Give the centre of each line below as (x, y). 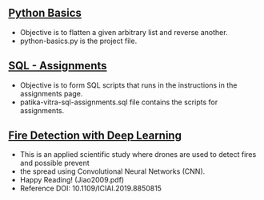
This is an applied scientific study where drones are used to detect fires (138, 155)
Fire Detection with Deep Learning (95, 136)
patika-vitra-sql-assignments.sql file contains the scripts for (119, 102)
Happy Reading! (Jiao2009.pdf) (72, 180)
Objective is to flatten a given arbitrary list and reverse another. (124, 32)
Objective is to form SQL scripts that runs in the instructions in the (128, 85)
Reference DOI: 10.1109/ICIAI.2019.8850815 (91, 188)
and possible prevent (54, 163)
